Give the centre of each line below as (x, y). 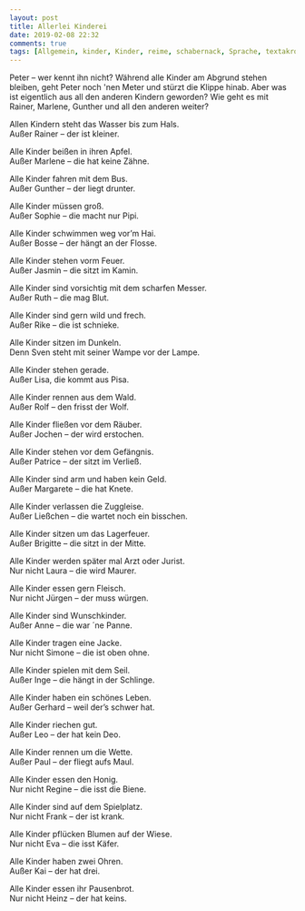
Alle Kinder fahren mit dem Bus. (69, 179)
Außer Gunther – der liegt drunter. (73, 188)
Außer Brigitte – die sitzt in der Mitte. (78, 543)
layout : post (34, 18)
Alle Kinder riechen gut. (54, 725)
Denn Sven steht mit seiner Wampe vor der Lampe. (105, 352)
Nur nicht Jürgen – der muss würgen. (79, 598)
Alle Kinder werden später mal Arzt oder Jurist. (97, 562)
